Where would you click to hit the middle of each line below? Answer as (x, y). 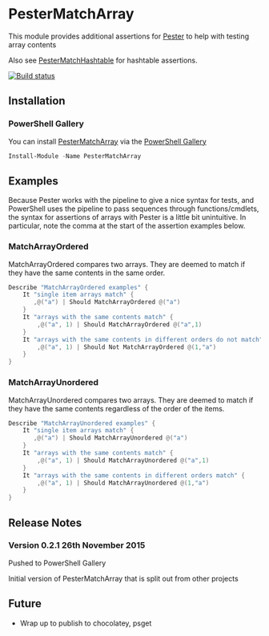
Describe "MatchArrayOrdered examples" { (78, 287)
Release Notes (45, 523)
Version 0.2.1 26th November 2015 (77, 545)
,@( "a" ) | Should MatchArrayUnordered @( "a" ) (110, 438)
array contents (32, 44)
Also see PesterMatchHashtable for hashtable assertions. (103, 60)
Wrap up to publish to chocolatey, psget (86, 623)
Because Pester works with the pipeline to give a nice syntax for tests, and (131, 201)
